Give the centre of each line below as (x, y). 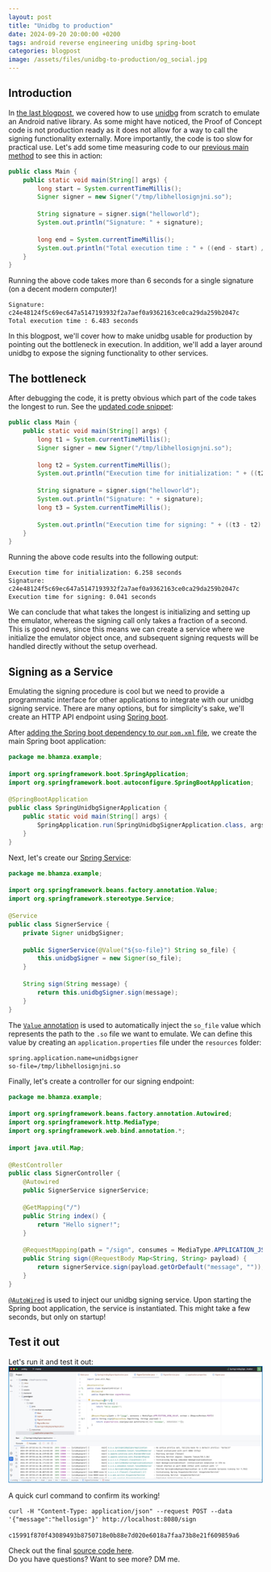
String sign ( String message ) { (75, 984)
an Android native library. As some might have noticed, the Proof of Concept (135, 121)
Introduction (40, 93)
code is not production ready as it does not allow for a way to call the (123, 130)
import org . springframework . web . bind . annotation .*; (97, 1131)
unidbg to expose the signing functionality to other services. (108, 353)
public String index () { (65, 1216)
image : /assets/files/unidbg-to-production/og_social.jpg (108, 60)
